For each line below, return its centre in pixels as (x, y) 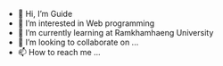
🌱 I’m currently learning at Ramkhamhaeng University (116, 33)
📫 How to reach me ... (59, 52)
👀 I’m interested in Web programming (86, 23)
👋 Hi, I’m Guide (45, 14)
